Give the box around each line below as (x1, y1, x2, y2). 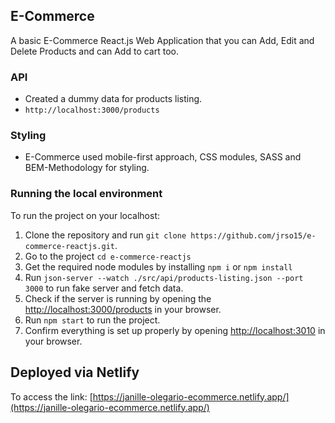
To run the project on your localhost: (10, 209, 160, 221)
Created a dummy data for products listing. (24, 93, 203, 105)
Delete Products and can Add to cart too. (10, 45, 179, 57)
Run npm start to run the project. (24, 314, 161, 326)
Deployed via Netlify (10, 364, 140, 381)
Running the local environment (10, 187, 163, 201)
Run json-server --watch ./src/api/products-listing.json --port (24, 271, 304, 283)
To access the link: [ (10, 390, 93, 403)
